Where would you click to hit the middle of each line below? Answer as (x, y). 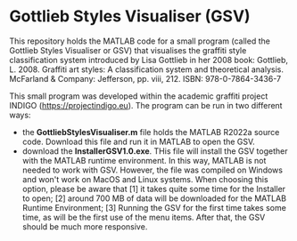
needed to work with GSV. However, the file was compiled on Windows (153, 170)
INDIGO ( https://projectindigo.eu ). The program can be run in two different (146, 105)
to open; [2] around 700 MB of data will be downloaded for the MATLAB (154, 198)
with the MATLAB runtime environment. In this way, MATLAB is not (144, 160)
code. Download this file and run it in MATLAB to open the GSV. (139, 141)
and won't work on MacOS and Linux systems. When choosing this (145, 179)
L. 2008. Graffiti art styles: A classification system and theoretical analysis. (146, 69)
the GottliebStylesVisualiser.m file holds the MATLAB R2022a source (151, 132)
